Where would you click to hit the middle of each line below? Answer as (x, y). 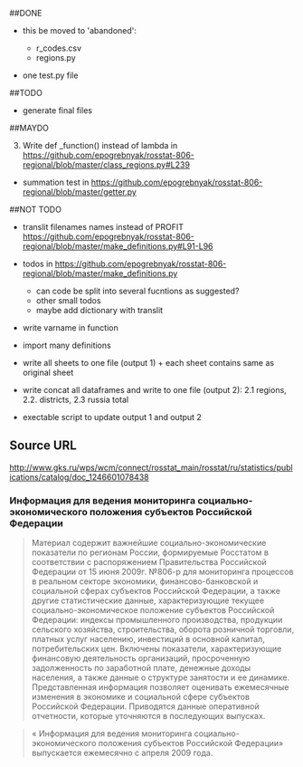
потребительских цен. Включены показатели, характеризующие (156, 649)
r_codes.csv (59, 48)
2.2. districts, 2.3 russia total (76, 399)
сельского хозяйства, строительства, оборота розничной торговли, (163, 629)
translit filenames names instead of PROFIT (103, 227)
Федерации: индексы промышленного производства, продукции (157, 620)
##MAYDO (29, 128)
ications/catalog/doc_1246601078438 (79, 477)
